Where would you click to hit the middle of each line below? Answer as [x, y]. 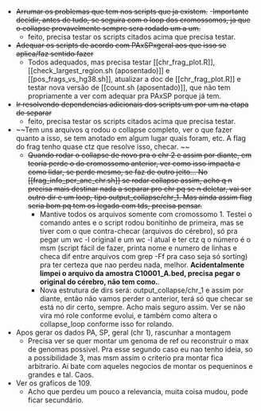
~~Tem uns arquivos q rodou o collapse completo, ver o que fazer [124, 130]
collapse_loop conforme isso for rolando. [107, 324]
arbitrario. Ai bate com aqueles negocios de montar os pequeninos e [140, 366]
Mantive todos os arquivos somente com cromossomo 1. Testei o [146, 214]
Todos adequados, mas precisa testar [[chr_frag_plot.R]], [121, 62]
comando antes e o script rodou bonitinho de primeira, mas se [142, 223]
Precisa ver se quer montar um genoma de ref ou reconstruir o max [138, 341]
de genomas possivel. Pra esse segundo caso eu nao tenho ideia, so [140, 349]
